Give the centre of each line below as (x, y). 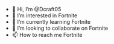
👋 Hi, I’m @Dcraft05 (36, 9)
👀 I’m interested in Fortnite (45, 15)
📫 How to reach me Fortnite (47, 35)
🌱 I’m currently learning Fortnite (51, 22)
